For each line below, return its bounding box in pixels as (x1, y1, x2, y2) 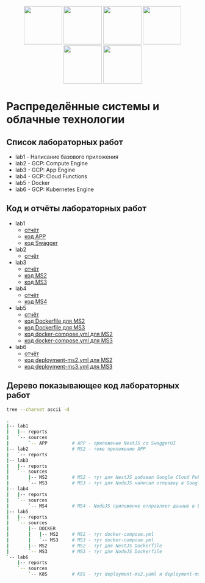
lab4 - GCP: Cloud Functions (15, 173, 87, 180)
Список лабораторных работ (6, 137, 123, 147)
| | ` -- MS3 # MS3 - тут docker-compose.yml (6, 536, 154, 543)
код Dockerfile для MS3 (24, 323, 85, 331)
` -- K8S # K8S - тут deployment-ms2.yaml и (28, 571, 163, 577)
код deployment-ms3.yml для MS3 (24, 363, 113, 370)
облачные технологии (6, 113, 125, 127)
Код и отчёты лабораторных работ (6, 203, 147, 214)
